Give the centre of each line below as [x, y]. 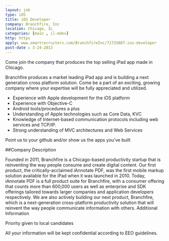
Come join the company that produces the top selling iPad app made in [79, 62]
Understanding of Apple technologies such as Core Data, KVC [77, 114]
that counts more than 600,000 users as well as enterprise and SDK [76, 186]
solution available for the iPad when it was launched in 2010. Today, [75, 176]
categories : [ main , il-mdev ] [37, 33]
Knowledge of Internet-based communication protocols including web [85, 119]
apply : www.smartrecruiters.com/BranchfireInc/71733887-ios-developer [81, 43]
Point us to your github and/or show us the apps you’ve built [68, 140]
